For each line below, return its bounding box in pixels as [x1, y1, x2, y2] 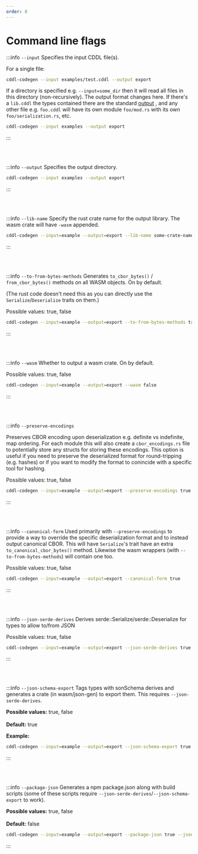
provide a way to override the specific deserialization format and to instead [6, 534, 189, 541]
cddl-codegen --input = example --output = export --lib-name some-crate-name [6, 233, 194, 239]
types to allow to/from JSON [6, 622, 75, 629]
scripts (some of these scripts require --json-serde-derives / [6, 790, 154, 797]
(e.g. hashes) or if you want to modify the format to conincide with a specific [6, 459, 192, 466]
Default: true [6, 721, 38, 728]
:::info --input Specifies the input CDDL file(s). [6, 54, 120, 61]
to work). [23, 796, 45, 804]
